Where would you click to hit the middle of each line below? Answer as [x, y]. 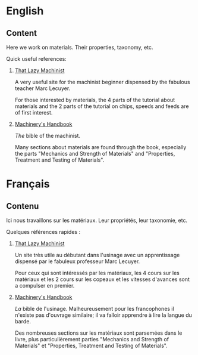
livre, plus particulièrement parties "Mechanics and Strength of [92, 339]
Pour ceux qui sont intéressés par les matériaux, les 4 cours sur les [97, 273]
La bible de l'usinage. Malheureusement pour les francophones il [94, 309]
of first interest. [34, 112]
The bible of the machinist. [48, 136]
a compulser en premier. [45, 285]
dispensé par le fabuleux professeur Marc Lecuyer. [77, 261]
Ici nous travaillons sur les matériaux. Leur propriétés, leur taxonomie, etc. [97, 220]
